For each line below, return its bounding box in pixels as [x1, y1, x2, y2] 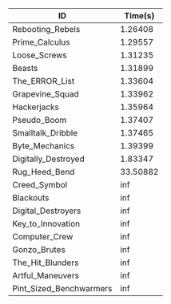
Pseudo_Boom [12, 115, 67, 125]
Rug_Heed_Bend [12, 167, 75, 177]
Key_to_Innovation [12, 219, 81, 229]
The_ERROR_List [12, 76, 75, 86]
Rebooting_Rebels [12, 24, 81, 34]
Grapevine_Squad [12, 89, 80, 99]
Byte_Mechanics [12, 140, 75, 151]
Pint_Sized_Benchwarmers [12, 283, 113, 294]
